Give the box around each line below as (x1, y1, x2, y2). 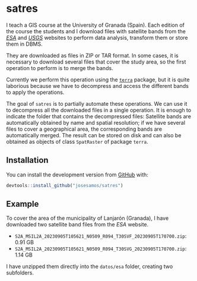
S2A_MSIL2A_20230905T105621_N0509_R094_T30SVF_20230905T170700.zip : (14, 232, 187, 239)
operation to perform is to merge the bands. (6, 64, 114, 71)
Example (6, 199, 39, 209)
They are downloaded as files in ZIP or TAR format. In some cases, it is (6, 52, 179, 59)
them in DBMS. (6, 40, 43, 48)
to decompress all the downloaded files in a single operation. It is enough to (6, 106, 192, 113)
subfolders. (6, 269, 34, 276)
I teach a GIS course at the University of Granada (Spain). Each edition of (6, 21, 185, 29)
